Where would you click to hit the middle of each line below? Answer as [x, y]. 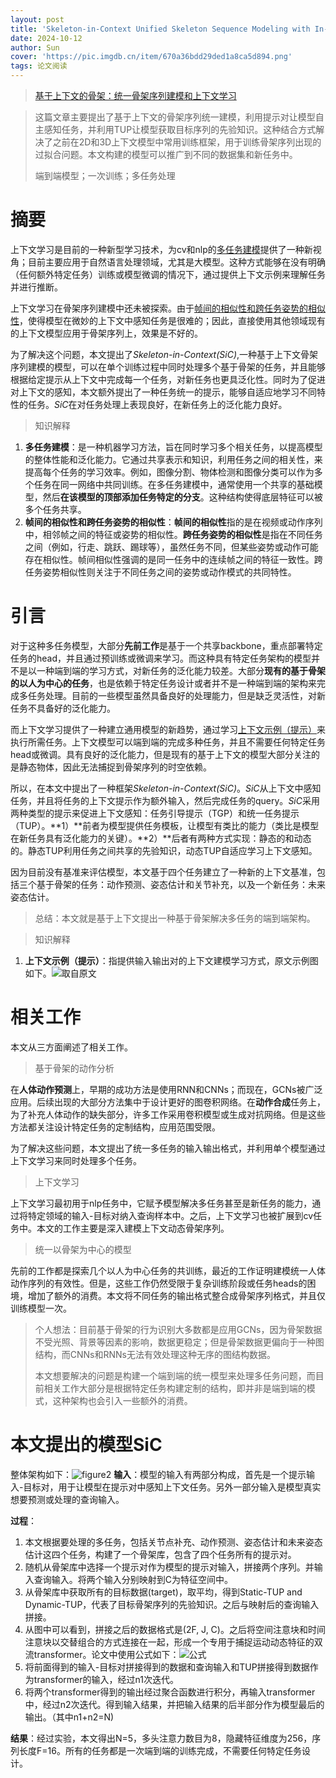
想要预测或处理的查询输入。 [67, 1499]
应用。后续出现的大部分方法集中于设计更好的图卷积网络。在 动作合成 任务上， [168, 1102]
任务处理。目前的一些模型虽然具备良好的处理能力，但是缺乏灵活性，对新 [176, 695]
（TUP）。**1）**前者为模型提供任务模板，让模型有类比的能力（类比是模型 [165, 825]
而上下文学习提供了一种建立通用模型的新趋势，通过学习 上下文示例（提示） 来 [168, 729]
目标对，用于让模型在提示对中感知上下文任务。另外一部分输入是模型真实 [172, 1487]
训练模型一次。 [41, 1308]
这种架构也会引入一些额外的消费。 [122, 1400]
